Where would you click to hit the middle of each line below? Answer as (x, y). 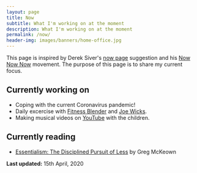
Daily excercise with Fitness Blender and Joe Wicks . (81, 111)
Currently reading (41, 137)
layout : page (23, 12)
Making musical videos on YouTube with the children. (82, 117)
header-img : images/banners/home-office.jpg (64, 40)
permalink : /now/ (28, 35)
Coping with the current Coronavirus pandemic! (75, 105)
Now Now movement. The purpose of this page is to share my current (94, 64)
